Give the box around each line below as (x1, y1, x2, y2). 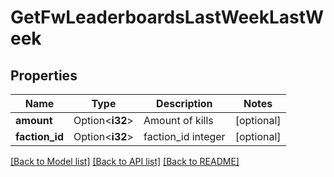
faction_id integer (143, 130, 226, 143)
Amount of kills (143, 114, 214, 127)
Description (156, 97, 213, 110)
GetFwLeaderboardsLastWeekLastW (10, 6, 324, 29)
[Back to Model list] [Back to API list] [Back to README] (10, 156, 240, 167)
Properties (10, 67, 78, 84)
